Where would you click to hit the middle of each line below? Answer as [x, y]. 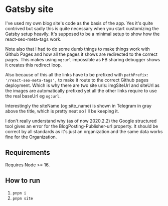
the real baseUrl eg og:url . [33, 96]
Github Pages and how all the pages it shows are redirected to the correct [81, 54]
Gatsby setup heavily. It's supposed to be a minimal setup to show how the [82, 34]
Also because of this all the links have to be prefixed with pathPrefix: [77, 74]
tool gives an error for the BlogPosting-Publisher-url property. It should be [82, 126]
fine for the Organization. [31, 137]
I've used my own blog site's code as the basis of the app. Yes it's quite [79, 23]
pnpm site [23, 198]
